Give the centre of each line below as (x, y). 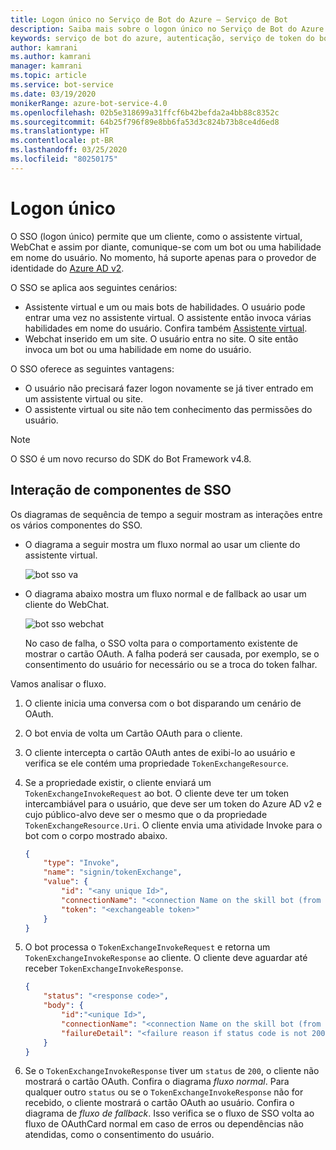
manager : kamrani (46, 66)
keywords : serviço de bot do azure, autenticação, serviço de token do (162, 38)
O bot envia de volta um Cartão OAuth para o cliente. (133, 733)
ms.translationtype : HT (60, 131)
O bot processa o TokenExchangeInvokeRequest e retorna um (147, 947)
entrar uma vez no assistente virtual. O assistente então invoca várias (168, 317)
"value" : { (66, 882)
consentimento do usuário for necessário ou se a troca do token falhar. (171, 664)
